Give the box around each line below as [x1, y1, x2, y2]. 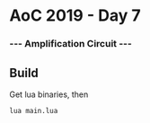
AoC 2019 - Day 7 [9, 5, 141, 26]
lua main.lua [9, 106, 58, 115]
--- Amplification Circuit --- [9, 38, 132, 50]
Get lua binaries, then [9, 89, 89, 100]
